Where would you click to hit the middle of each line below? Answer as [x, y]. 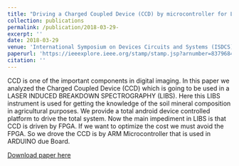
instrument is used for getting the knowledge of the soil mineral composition [119, 103]
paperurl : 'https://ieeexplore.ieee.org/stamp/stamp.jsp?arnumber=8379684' [122, 54]
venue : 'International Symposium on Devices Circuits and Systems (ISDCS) [121, 47]
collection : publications [46, 21]
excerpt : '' [25, 34]
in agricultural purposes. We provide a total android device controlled [109, 110]
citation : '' [27, 61]
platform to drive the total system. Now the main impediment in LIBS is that [117, 118]
